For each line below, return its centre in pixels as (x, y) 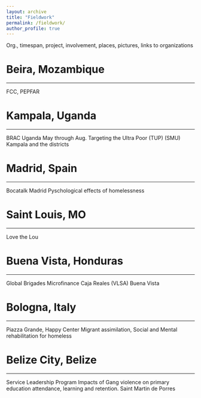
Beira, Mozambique (55, 70)
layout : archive (26, 12)
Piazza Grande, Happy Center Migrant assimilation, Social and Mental (92, 329)
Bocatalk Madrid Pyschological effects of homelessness (75, 191)
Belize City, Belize (51, 360)
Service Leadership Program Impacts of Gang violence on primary (88, 382)
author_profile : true (33, 28)
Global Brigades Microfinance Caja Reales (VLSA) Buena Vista (83, 283)
